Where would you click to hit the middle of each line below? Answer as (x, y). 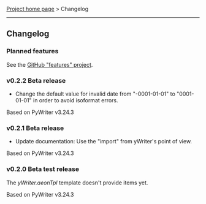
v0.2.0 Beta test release (43, 169)
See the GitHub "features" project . (50, 64)
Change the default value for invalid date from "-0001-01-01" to (95, 94)
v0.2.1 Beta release (35, 128)
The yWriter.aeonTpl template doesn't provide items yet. (77, 183)
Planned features (32, 51)
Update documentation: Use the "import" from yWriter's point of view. (103, 142)
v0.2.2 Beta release (36, 80)
